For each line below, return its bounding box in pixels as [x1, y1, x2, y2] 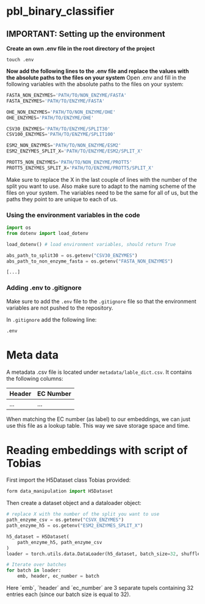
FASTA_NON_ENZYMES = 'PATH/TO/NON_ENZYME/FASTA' [6, 92, 127, 99]
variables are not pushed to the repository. [6, 304, 113, 311]
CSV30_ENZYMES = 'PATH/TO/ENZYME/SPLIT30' [6, 125, 111, 132]
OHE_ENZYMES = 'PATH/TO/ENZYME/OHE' [6, 114, 95, 121]
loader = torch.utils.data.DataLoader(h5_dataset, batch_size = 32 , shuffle [6, 551, 201, 557]
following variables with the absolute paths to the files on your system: [6, 81, 184, 88]
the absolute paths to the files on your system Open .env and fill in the [6, 74, 186, 81]
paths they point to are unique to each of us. [6, 195, 118, 203]
